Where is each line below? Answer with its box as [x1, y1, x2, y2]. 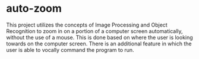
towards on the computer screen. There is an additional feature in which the [6, 40, 192, 47]
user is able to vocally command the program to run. [6, 46, 135, 53]
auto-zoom [6, 2, 62, 15]
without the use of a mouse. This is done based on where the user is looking [6, 34, 193, 41]
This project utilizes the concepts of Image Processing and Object [6, 21, 168, 28]
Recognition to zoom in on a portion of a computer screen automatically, [6, 27, 183, 34]
